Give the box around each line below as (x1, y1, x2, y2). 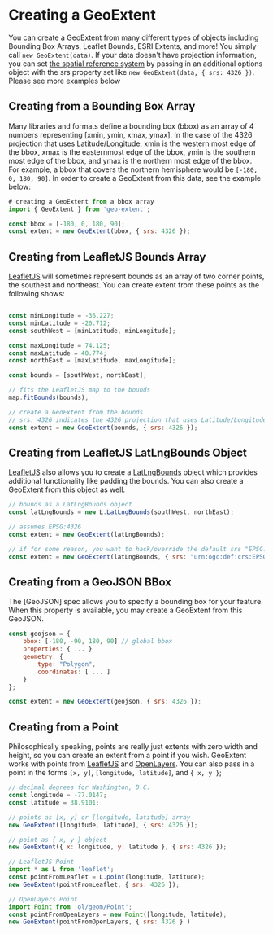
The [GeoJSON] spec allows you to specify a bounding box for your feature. (8, 597, 264, 607)
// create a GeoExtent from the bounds (8, 408, 144, 416)
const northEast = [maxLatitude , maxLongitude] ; (8, 357, 176, 365)
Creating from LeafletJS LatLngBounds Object (8, 445, 248, 459)
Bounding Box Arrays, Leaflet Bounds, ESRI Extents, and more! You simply (8, 41, 257, 50)
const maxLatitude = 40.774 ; (8, 349, 107, 357)
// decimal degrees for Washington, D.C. (8, 783, 151, 791)
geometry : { (23, 653, 63, 661)
